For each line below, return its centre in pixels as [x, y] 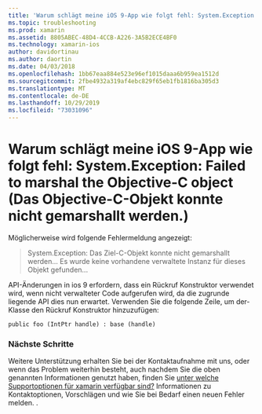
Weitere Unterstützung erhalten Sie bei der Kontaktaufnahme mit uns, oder [129, 361]
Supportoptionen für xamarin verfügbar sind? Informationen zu [110, 387]
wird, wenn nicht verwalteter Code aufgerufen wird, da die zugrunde [119, 293]
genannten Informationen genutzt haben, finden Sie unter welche [114, 378]
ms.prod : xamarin [36, 30]
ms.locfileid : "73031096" [50, 111]
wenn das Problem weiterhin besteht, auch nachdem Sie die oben [115, 369]
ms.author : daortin [40, 60]
